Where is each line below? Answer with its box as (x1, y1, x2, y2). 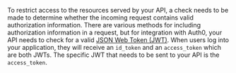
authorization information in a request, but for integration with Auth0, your (7, 28, 223, 36)
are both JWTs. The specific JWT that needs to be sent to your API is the (7, 51, 220, 59)
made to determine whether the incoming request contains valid (7, 13, 194, 22)
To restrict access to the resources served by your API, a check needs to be (7, 6, 229, 14)
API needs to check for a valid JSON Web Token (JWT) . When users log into (7, 36, 230, 44)
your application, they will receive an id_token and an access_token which (7, 44, 221, 51)
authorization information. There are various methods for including (7, 21, 201, 29)
